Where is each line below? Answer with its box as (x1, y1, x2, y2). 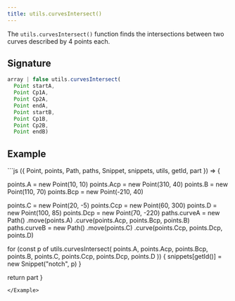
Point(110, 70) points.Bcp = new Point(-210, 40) (7, 188, 144, 196)
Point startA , (13, 82, 55, 90)
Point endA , (13, 102, 49, 109)
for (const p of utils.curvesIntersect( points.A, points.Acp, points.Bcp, (7, 245, 209, 253)
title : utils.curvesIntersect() (7, 10, 102, 18)
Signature (7, 58, 51, 70)
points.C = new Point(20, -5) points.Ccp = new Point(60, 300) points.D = (7, 201, 217, 210)
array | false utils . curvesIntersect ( (7, 76, 121, 83)
